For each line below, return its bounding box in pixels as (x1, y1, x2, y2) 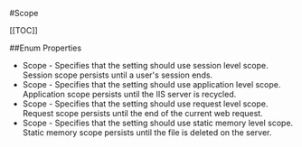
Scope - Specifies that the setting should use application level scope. (22, 79, 281, 89)
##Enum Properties (9, 42, 82, 53)
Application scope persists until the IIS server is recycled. (22, 89, 237, 99)
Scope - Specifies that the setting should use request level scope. (22, 98, 269, 109)
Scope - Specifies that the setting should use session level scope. (22, 60, 269, 70)
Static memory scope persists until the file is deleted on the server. (22, 127, 272, 138)
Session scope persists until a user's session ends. (22, 69, 213, 80)
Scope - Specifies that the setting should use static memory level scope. (22, 117, 294, 128)
